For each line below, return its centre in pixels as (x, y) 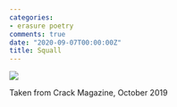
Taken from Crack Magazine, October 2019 (88, 93)
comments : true (38, 34)
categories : (31, 17)
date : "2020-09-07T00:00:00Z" (66, 42)
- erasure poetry (42, 26)
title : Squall (36, 51)
